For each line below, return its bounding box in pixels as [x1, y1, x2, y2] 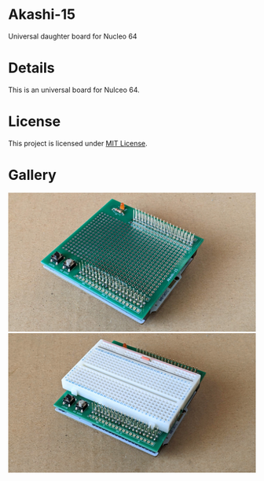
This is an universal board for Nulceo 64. [8, 85, 140, 94]
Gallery [8, 167, 57, 184]
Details [8, 59, 55, 77]
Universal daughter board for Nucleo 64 [8, 31, 137, 41]
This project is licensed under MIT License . [8, 138, 148, 148]
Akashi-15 [8, 6, 76, 24]
